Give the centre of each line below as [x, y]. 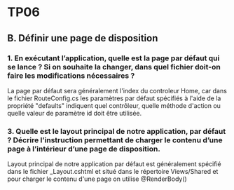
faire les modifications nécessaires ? [71, 76]
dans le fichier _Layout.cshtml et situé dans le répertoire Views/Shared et [113, 172]
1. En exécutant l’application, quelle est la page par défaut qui [113, 58]
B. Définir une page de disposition [83, 38]
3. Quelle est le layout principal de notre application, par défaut [117, 131]
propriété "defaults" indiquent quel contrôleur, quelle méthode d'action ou [114, 105]
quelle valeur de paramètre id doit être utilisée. [75, 113]
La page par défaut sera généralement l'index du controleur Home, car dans [117, 90]
